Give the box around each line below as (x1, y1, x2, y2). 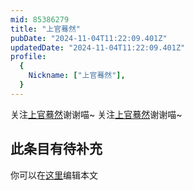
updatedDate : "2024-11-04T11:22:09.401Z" (10, 42, 186, 53)
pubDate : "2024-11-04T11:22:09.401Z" (10, 33, 168, 43)
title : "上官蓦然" (10, 24, 82, 34)
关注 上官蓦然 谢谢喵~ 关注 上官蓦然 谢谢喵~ (10, 108, 183, 120)
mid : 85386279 (10, 14, 70, 25)
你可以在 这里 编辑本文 (10, 169, 98, 181)
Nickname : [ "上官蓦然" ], (28, 71, 126, 81)
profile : (10, 52, 47, 62)
